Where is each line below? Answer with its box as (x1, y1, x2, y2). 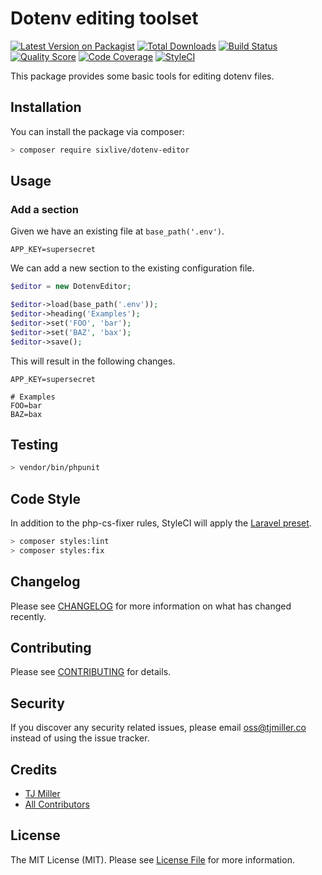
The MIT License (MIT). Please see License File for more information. (10, 853, 295, 866)
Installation (10, 99, 82, 116)
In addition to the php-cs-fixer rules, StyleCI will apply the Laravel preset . (10, 517, 312, 529)
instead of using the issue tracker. (10, 732, 150, 744)
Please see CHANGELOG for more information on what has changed (10, 600, 292, 612)
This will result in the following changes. (10, 355, 176, 367)
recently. (10, 610, 47, 622)
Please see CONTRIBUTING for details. (10, 666, 172, 678)
